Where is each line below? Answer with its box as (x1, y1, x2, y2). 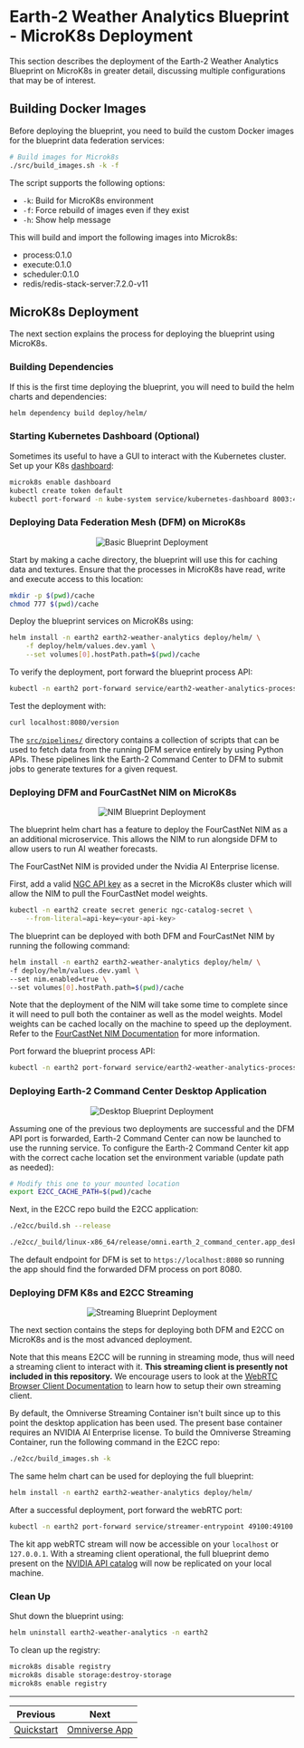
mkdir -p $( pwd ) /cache (9, 591, 95, 600)
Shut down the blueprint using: (9, 1611, 124, 1622)
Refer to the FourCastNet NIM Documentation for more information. (9, 1028, 261, 1039)
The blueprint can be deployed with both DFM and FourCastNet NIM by (9, 930, 275, 941)
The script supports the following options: (9, 177, 166, 188)
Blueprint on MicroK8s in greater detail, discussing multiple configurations (9, 65, 286, 76)
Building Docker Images (9, 102, 147, 117)
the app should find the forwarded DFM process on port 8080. (9, 1264, 242, 1275)
